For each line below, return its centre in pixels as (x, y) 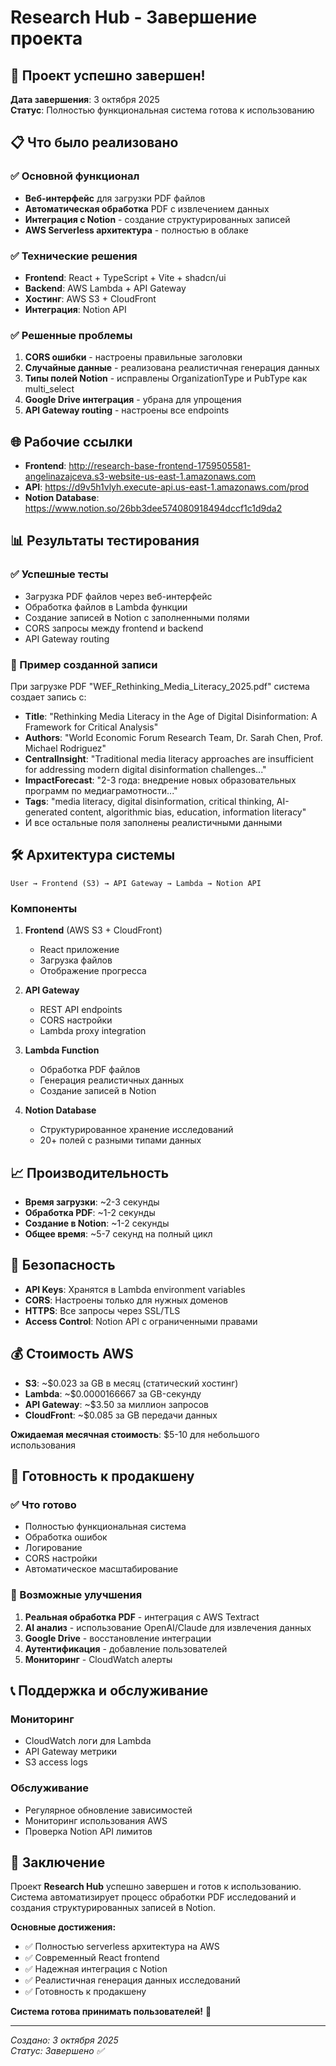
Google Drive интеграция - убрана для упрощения (133, 400)
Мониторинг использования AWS (96, 1820)
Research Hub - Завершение (134, 17)
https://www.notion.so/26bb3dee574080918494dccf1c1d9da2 (153, 508)
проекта (46, 38)
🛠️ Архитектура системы (93, 855)
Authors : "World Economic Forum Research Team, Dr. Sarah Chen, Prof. (173, 738)
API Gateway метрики (71, 1752)
